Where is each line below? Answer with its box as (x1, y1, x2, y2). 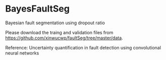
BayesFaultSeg (5, 3, 70, 15)
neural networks (5, 50, 39, 56)
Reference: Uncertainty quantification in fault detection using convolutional (5, 44, 161, 50)
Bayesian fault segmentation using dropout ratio (5, 20, 105, 26)
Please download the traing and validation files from (5, 29, 114, 35)
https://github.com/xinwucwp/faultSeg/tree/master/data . (5, 35, 123, 41)
